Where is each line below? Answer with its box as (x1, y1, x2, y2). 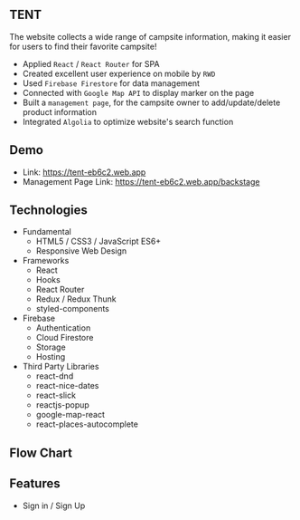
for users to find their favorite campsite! (9, 41, 157, 52)
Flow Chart (9, 445, 72, 460)
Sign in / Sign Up (22, 500, 86, 511)
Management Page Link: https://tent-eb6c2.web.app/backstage (22, 176, 260, 187)
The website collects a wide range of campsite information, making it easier (9, 31, 292, 42)
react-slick (35, 390, 77, 401)
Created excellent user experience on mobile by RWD (22, 68, 216, 79)
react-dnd (35, 371, 74, 381)
